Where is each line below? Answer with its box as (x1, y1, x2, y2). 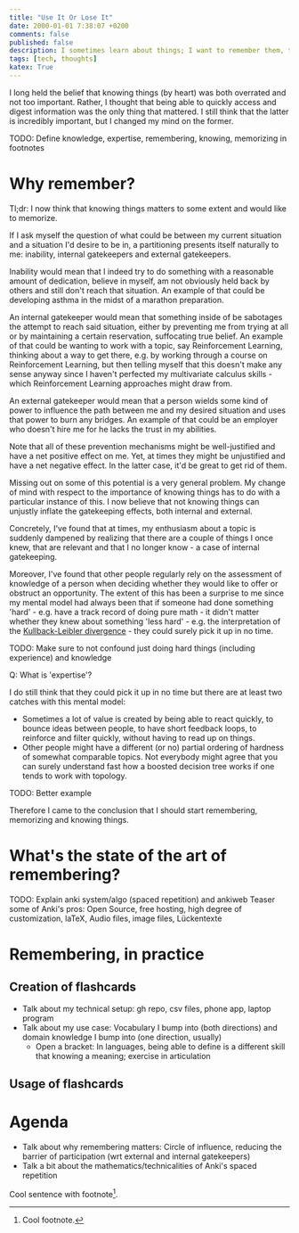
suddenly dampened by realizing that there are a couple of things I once (9, 532, 274, 543)
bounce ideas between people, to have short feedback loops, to (21, 723, 257, 734)
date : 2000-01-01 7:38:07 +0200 (9, 21, 129, 30)
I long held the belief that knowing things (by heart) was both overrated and (9, 86, 287, 98)
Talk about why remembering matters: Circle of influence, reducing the (21, 1142, 282, 1153)
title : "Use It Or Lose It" (9, 12, 114, 22)
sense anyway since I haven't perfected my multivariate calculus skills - (9, 368, 273, 379)
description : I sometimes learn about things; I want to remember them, (9, 46, 285, 55)
